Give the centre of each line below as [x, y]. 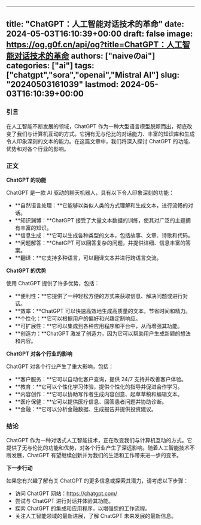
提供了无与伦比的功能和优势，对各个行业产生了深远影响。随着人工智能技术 [98, 448]
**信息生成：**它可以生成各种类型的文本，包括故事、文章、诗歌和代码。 [104, 235]
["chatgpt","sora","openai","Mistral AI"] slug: [93, 75]
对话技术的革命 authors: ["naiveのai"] [85, 56]
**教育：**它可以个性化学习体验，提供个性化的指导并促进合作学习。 [99, 387]
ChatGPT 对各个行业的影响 [39, 354]
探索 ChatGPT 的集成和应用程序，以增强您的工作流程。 [83, 509]
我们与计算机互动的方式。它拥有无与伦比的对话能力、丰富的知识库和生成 [106, 134]
